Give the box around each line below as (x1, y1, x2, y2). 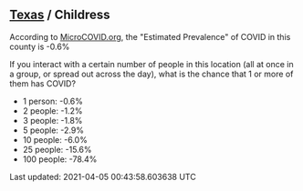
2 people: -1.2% (22, 105, 83, 116)
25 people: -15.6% (22, 144, 92, 155)
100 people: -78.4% (22, 154, 98, 165)
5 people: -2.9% (22, 125, 85, 136)
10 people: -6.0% (22, 134, 89, 145)
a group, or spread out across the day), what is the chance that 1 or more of (9, 68, 294, 79)
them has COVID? (9, 77, 76, 89)
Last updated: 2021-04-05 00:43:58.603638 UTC (9, 171, 196, 182)
